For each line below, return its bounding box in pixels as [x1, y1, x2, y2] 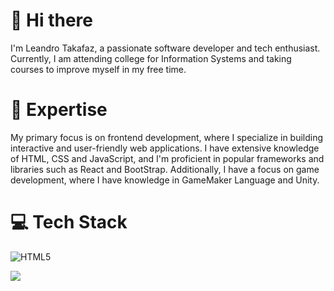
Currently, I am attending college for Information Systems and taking [10, 52, 292, 64]
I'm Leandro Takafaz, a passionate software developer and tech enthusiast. [10, 42, 321, 54]
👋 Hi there [10, 9, 93, 32]
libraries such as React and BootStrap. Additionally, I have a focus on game [10, 163, 320, 175]
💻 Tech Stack [10, 211, 128, 234]
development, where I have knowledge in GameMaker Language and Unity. [10, 174, 320, 186]
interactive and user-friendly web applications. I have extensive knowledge [10, 142, 320, 154]
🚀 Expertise [10, 99, 108, 121]
